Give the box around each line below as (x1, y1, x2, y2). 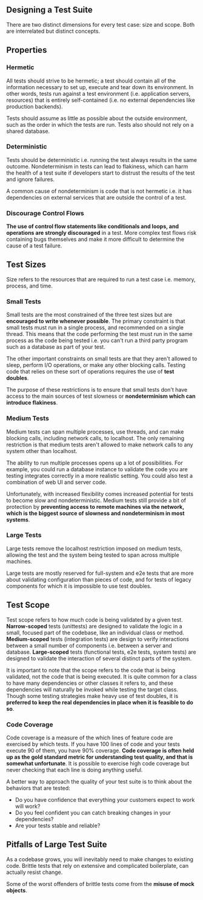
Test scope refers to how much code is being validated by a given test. (6, 616, 183, 623)
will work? (15, 802, 41, 810)
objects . (6, 887, 27, 894)
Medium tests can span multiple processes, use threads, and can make (6, 428, 184, 435)
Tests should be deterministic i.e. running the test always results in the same (6, 156, 197, 163)
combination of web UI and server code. (6, 479, 107, 486)
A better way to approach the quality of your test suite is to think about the (6, 777, 192, 785)
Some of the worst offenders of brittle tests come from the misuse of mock (6, 880, 195, 887)
